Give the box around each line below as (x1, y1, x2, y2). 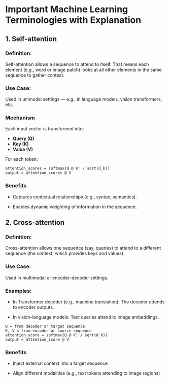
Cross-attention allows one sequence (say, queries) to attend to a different (5, 245, 161, 251)
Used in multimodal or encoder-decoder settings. (5, 274, 109, 281)
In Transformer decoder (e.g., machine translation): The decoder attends (12, 299, 165, 305)
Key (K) (12, 141, 29, 147)
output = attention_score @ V (5, 337, 70, 342)
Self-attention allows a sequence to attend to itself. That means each (5, 61, 149, 67)
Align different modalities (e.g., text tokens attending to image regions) (12, 370, 160, 376)
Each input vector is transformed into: (5, 126, 84, 132)
